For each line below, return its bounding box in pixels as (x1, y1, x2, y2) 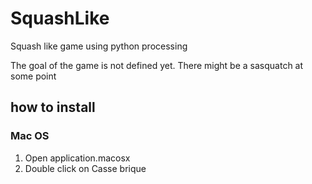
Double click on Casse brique (24, 162, 147, 174)
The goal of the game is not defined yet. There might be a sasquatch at (10, 59, 304, 71)
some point (10, 70, 57, 82)
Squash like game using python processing (10, 40, 188, 52)
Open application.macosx (24, 152, 131, 164)
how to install (10, 99, 96, 116)
